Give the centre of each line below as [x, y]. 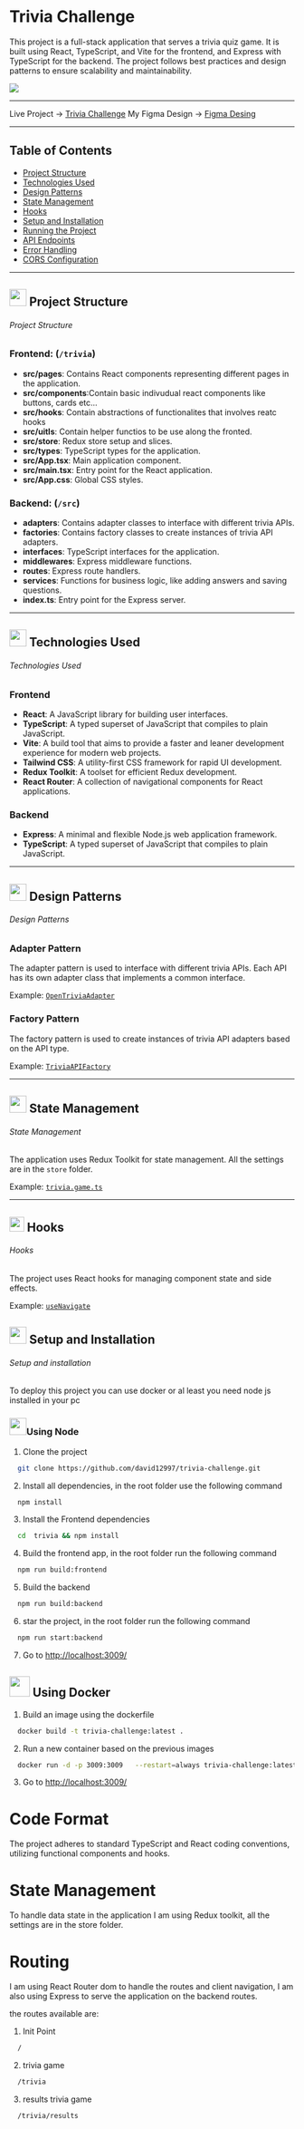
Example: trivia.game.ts [56, 1187]
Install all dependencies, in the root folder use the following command [152, 1485]
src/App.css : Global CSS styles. [83, 479]
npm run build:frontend [62, 1570]
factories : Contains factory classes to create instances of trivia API [147, 533]
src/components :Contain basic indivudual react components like [144, 392]
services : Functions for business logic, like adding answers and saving [155, 581]
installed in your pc [45, 1400]
